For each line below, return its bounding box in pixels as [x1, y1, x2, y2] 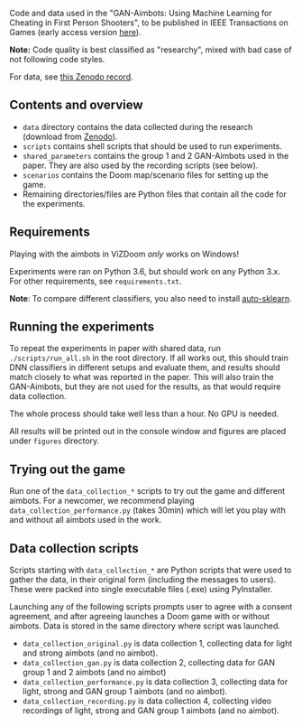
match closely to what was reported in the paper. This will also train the [9, 372, 274, 383]
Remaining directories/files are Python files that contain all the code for [22, 189, 287, 200]
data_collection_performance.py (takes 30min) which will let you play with [9, 505, 286, 516]
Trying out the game [9, 461, 126, 477]
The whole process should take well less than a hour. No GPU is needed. [9, 408, 279, 419]
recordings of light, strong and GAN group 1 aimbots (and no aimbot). [22, 705, 279, 716]
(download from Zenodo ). [22, 131, 118, 142]
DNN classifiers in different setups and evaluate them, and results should [9, 362, 281, 373]
